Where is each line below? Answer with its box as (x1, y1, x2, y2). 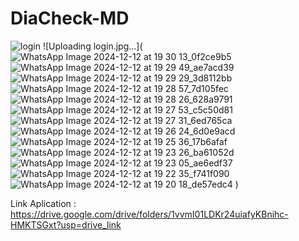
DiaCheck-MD (10, 7, 130, 30)
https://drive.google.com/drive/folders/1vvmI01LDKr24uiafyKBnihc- (10, 208, 289, 220)
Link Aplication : (10, 197, 77, 209)
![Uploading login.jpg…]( (42, 40, 143, 52)
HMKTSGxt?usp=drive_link (10, 218, 122, 231)
